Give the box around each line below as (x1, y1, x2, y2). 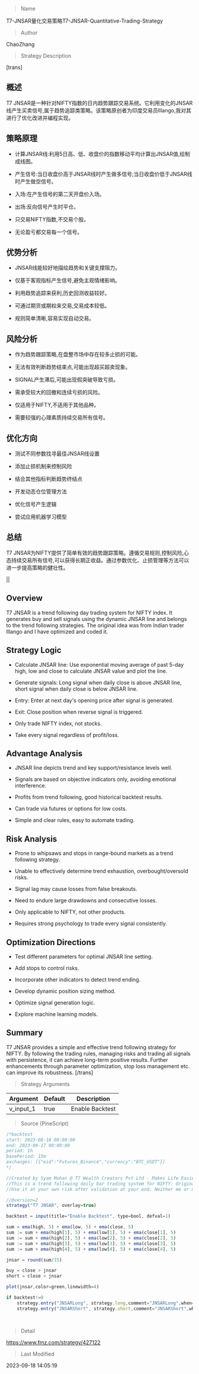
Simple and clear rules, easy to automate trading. (14, 817, 135, 824)
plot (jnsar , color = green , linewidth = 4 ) (6, 1284, 99, 1290)
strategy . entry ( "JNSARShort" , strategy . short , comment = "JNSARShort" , (17, 1306, 190, 1312)
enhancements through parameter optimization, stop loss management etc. (6, 1062, 190, 1069)
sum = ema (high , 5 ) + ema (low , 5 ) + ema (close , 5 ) (6, 1224, 134, 1230)
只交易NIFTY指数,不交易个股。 (14, 215, 89, 222)
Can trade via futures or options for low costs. (14, 805, 127, 813)
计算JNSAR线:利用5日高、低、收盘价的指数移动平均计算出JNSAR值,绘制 (14, 150, 191, 157)
